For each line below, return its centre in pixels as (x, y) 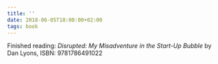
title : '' (21, 13)
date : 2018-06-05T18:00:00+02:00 (55, 20)
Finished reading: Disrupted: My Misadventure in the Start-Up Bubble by (109, 46)
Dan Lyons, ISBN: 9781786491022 (55, 53)
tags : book (23, 26)
